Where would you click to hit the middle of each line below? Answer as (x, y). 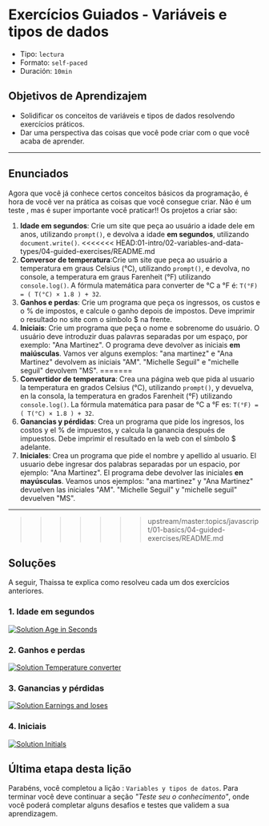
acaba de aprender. (52, 141)
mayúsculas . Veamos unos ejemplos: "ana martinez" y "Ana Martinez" (137, 481)
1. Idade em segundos (51, 612)
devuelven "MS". (48, 498)
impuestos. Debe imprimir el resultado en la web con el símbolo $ (128, 438)
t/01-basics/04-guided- (187, 530)
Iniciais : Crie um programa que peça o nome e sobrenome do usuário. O (140, 328)
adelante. (35, 447)
